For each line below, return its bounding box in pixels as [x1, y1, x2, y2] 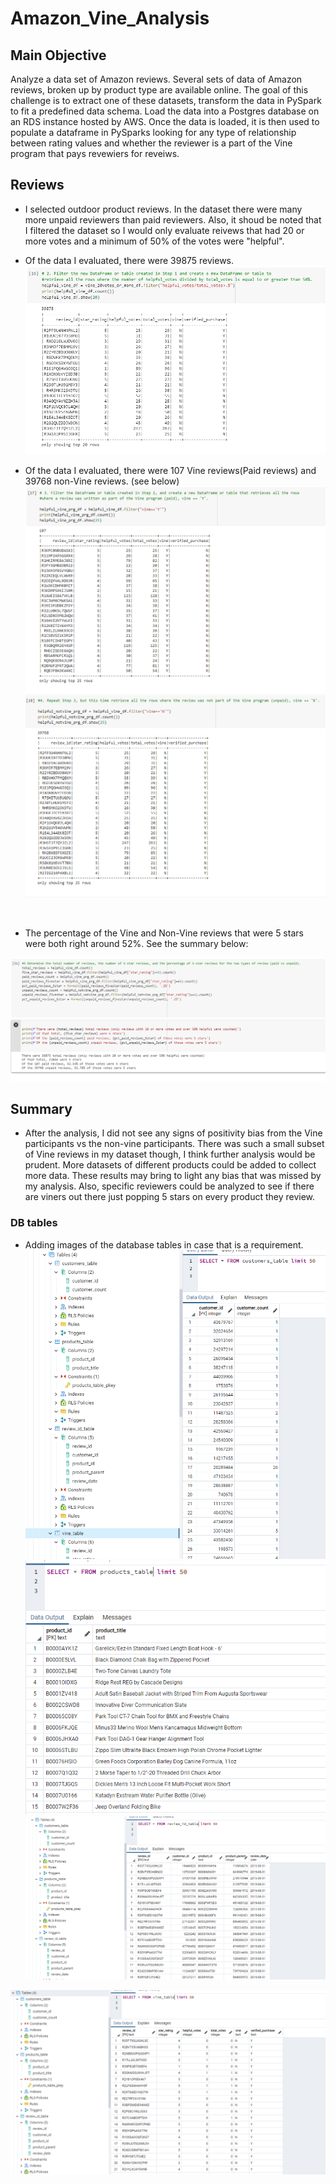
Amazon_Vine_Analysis [10, 7, 210, 30]
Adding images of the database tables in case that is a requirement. [24, 1238, 304, 1251]
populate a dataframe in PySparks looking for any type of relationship [10, 127, 297, 138]
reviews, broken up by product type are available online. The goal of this [10, 84, 309, 96]
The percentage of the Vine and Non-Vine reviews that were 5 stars [24, 927, 304, 939]
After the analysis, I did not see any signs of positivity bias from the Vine [24, 1127, 323, 1139]
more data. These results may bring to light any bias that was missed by [24, 1170, 322, 1182]
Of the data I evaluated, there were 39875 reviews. [24, 254, 235, 266]
